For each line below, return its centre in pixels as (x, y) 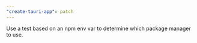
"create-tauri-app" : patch (40, 11)
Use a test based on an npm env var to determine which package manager (98, 28)
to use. (15, 34)
